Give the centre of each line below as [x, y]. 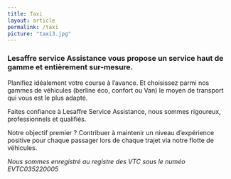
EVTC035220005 [33, 169]
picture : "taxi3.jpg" [39, 34]
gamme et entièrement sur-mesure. [70, 67]
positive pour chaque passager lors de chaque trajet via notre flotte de [111, 140]
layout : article [31, 21]
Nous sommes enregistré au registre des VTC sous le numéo [97, 161]
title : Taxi [25, 14]
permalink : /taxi [33, 27]
